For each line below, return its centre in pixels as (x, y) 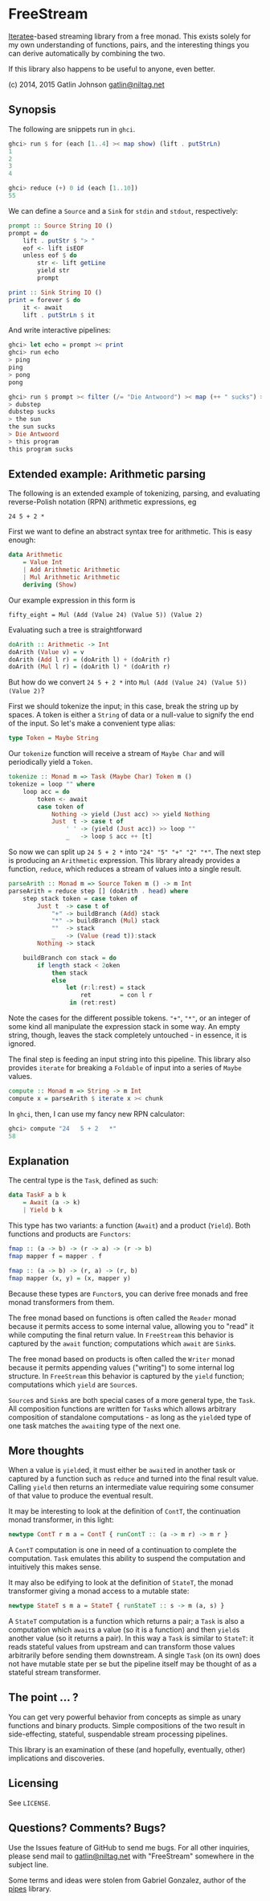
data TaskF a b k (37, 1195)
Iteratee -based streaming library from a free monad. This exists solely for (130, 36)
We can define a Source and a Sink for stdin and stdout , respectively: (123, 211)
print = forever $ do (45, 300)
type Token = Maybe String (53, 738)
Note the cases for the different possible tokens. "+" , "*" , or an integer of (129, 1018)
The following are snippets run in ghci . (72, 129)
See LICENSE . (29, 1803)
